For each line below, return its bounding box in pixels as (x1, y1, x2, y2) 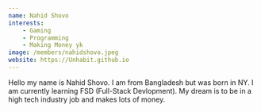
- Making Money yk (22, 41, 83, 49)
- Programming (22, 33, 69, 42)
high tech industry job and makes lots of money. (8, 95, 166, 104)
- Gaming (22, 26, 52, 34)
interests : (8, 19, 44, 27)
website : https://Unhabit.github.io (8, 56, 129, 64)
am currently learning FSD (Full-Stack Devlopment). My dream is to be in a (8, 86, 252, 95)
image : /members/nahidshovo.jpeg (8, 48, 119, 56)
